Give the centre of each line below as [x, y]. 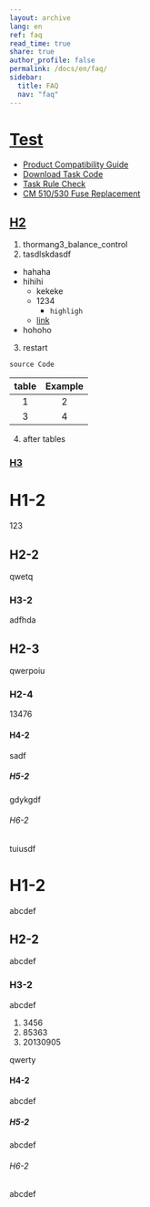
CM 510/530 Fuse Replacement [81, 194]
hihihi [33, 282]
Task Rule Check [54, 184]
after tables [44, 439]
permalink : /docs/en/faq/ [58, 69]
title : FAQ [38, 86]
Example [64, 386]
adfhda [23, 620]
